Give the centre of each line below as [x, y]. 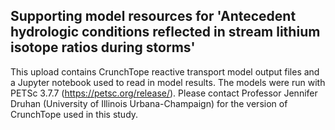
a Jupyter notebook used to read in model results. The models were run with [168, 82]
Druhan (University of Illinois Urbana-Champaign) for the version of [149, 103]
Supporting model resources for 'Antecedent [153, 16]
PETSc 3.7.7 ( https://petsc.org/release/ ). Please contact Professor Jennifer [164, 93]
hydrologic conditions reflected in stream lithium [165, 32]
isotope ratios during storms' [103, 47]
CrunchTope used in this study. [74, 114]
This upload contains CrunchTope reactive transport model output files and [165, 71]
